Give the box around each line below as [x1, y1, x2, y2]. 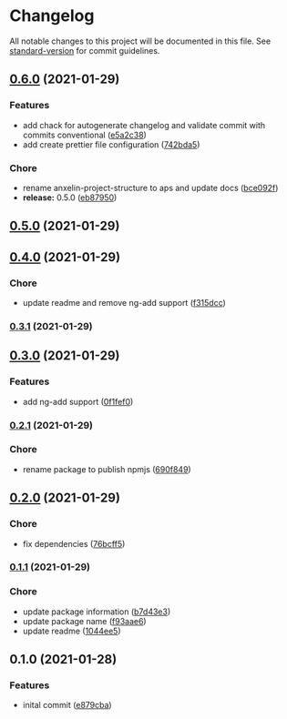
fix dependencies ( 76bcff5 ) [22, 538, 126, 549]
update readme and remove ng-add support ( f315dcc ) [22, 298, 226, 308]
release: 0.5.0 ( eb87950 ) [22, 192, 118, 203]
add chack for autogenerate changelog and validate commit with [22, 119, 266, 130]
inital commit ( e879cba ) [22, 700, 112, 711]
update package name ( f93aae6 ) [22, 615, 148, 626]
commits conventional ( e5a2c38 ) [22, 129, 148, 140]
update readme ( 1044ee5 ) [22, 625, 121, 636]
